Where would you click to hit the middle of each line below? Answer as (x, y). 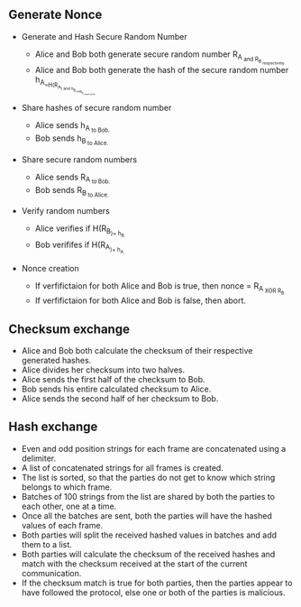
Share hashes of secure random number (96, 108)
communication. (51, 573)
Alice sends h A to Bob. (72, 127)
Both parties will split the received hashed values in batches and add (149, 535)
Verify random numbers (65, 210)
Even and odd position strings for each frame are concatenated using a (154, 448)
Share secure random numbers (79, 159)
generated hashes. (56, 361)
